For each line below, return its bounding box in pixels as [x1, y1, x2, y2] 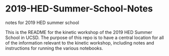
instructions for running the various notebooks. [5, 45, 103, 51]
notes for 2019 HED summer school [5, 19, 79, 25]
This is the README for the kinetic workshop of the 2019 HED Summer [5, 29, 153, 35]
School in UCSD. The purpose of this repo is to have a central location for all [5, 34, 164, 40]
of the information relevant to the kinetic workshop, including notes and [5, 39, 154, 45]
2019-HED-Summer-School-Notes [5, 3, 153, 14]
